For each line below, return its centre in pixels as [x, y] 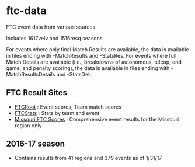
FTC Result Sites [36, 93]
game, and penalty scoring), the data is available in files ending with [88, 68]
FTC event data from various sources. [52, 27]
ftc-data [26, 11]
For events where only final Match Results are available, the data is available [97, 49]
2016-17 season [36, 144]
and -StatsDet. [74, 74]
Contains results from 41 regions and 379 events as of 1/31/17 [88, 158]
